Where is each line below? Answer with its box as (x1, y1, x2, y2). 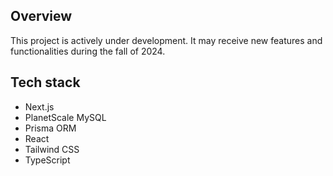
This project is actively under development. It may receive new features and (10, 34, 323, 46)
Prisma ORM (24, 122, 77, 134)
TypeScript (24, 154, 71, 166)
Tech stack (10, 74, 81, 91)
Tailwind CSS (24, 143, 80, 155)
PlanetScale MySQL (24, 111, 107, 123)
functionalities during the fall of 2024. (10, 45, 166, 57)
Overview (10, 8, 73, 25)
